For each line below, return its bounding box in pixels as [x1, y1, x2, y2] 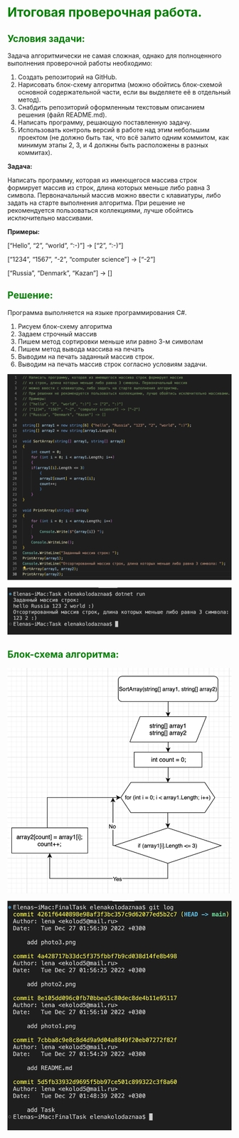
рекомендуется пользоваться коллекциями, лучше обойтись [7, 206, 194, 214]
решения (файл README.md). [17, 111, 107, 119]
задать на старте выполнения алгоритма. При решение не [7, 198, 186, 207]
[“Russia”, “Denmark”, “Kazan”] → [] [7, 269, 112, 277]
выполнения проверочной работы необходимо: [7, 59, 153, 68]
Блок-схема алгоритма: [7, 649, 119, 661]
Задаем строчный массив [17, 329, 97, 338]
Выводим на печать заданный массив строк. [17, 352, 155, 361]
